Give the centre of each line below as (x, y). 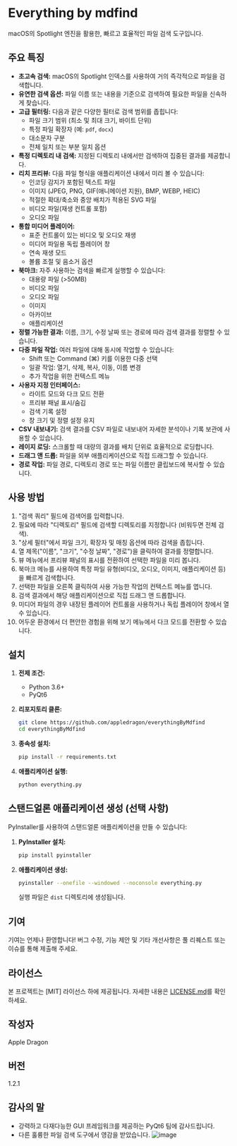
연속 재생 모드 (48, 253)
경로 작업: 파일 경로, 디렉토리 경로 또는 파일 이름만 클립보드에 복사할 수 (115, 464)
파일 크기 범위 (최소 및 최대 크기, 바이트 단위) (90, 120)
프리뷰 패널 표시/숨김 (57, 402)
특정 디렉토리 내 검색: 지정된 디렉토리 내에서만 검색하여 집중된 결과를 (112, 155)
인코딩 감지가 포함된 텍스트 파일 (72, 182)
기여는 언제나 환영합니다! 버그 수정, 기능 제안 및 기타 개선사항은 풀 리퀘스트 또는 (117, 940)
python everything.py (50, 785)
